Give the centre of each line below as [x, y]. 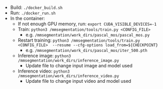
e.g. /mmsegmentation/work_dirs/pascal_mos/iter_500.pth [86, 50]
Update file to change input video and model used [78, 81]
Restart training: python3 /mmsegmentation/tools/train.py [79, 40]
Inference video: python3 [44, 71]
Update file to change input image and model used [79, 66]
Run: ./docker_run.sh [33, 13]
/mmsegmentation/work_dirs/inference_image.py [68, 61]
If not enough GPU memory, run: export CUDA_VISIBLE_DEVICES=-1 [87, 24]
